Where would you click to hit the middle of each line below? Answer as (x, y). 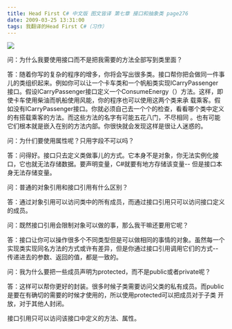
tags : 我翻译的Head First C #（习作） (57, 26)
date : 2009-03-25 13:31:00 (46, 20)
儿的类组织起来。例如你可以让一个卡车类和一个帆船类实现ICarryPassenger (113, 83)
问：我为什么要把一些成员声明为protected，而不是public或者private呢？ (109, 272)
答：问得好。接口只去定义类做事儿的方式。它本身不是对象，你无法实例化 (110, 155)
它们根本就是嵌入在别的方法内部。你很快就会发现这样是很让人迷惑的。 (107, 126)
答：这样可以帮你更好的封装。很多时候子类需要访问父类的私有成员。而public (116, 286)
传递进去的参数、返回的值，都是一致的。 (65, 257)
